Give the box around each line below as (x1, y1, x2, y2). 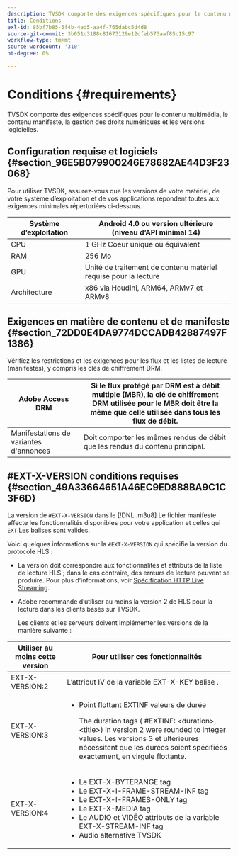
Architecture (11, 287, 52, 297)
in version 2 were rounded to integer (105, 725, 227, 735)
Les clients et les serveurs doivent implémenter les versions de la (17, 619, 209, 627)
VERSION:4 (11, 809, 49, 818)
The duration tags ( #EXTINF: (79, 716, 176, 726)
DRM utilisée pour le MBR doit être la (91, 398, 219, 408)
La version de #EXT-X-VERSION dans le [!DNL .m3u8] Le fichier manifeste (7, 511, 217, 519)
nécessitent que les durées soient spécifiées (79, 743, 227, 753)
